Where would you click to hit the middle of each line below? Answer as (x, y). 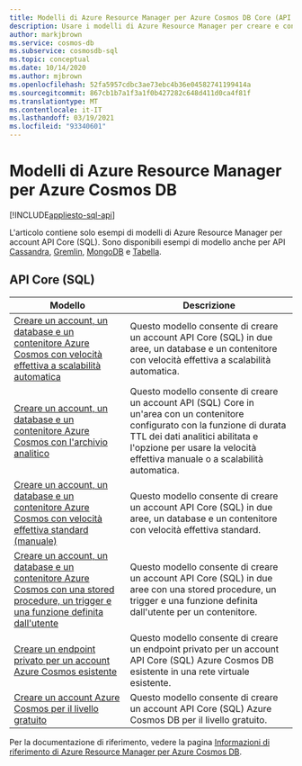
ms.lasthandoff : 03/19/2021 (62, 118)
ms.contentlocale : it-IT (56, 110)
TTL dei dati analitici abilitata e (194, 436)
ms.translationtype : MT (54, 101)
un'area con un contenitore (187, 413)
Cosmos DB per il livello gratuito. (199, 719)
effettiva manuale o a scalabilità (196, 458)
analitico (32, 453)
